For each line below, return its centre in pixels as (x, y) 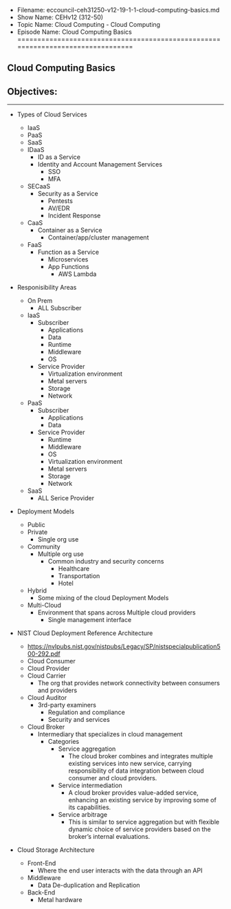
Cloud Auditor (47, 698)
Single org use (58, 539)
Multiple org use (60, 554)
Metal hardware (60, 900)
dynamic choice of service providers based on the (140, 829)
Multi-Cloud (44, 606)
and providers (57, 690)
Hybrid (37, 590)
